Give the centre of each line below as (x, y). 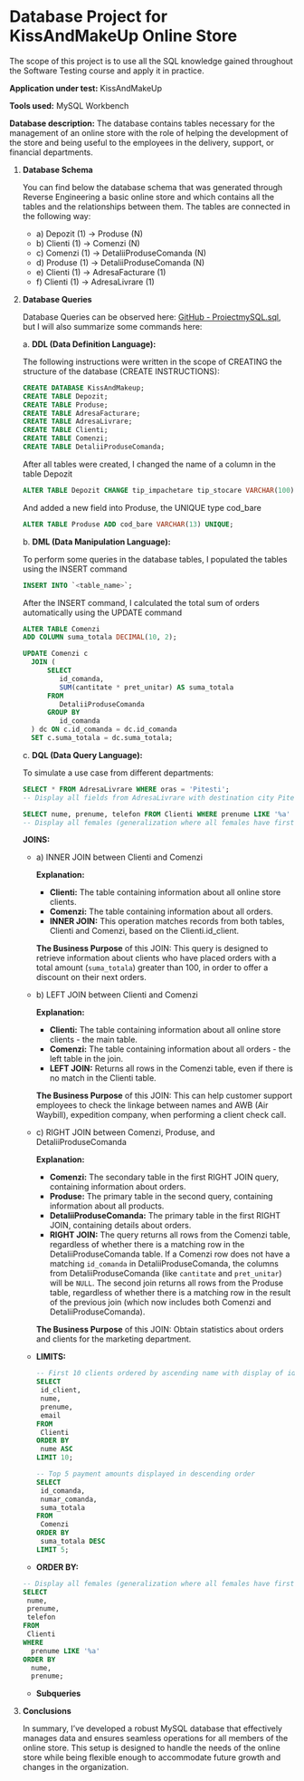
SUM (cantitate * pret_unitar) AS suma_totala (147, 687)
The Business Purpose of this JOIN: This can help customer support (164, 1096)
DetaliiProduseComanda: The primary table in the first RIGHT (165, 1216)
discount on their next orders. (91, 977)
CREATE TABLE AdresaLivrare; (77, 422)
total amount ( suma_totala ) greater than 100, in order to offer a (152, 968)
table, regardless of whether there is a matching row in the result (170, 1293)
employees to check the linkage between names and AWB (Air (152, 1105)
